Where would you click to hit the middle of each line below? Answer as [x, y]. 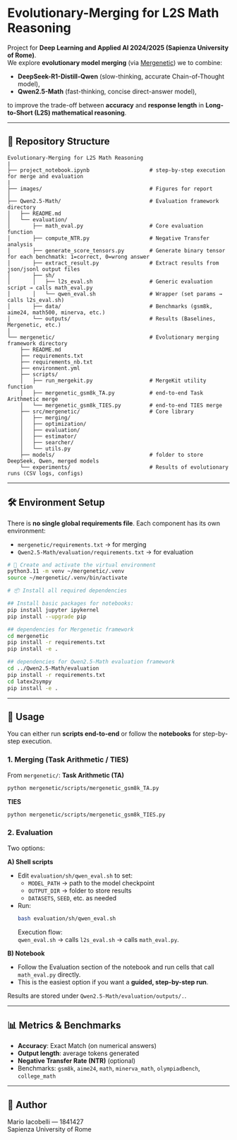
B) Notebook [26, 953]
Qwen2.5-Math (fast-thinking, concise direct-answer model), [107, 91]
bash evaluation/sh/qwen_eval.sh [67, 918]
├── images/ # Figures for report [110, 189]
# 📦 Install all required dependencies [67, 591]
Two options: [26, 848]
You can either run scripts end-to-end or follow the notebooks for [104, 734]
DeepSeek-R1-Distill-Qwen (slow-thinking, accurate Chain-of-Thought [121, 76]
